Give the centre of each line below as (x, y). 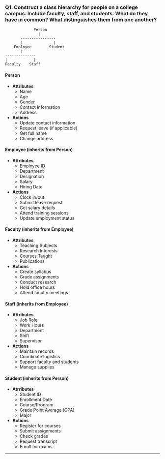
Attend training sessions (44, 213)
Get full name (33, 133)
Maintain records (37, 351)
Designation (32, 176)
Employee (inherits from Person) (39, 150)
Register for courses (40, 426)
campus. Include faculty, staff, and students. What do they (77, 13)
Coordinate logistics (40, 357)
